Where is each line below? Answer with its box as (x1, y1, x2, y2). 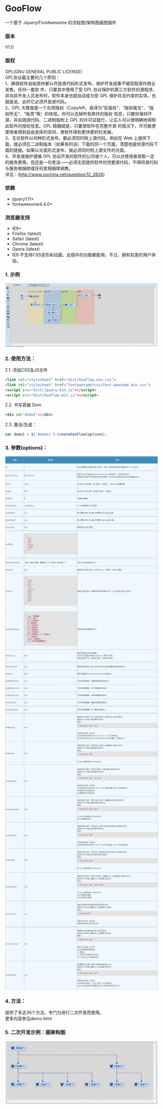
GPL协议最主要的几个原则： (5, 74, 61, 80)
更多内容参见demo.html (5, 1015, 52, 1021)
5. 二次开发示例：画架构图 (5, 1029, 65, 1036)
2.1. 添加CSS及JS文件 (5, 367, 48, 373)
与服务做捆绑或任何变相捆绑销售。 (5, 165, 73, 171)
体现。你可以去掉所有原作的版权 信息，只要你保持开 (49, 111, 152, 116)
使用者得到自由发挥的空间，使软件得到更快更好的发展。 (5, 129, 115, 135)
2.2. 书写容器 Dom (5, 402, 42, 408)
